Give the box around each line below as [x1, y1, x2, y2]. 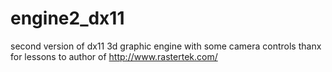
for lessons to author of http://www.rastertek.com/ [10, 50, 218, 62]
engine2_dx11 [10, 7, 125, 30]
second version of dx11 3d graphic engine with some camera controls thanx [10, 40, 322, 52]
